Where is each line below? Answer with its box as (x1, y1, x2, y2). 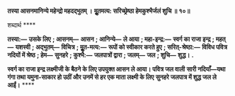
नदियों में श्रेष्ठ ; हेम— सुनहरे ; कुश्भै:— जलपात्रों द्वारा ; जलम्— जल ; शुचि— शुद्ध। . (7, 51, 195, 59)
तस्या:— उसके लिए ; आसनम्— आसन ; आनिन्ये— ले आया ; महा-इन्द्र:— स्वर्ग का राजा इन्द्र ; (7, 35, 214, 43)
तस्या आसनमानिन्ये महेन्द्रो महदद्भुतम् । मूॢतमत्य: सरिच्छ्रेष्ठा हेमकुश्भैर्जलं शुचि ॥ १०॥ (7, 7, 190, 15)
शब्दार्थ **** (7, 21, 36, 29)
